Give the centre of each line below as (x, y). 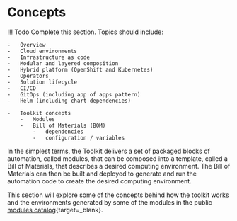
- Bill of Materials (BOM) (63, 125)
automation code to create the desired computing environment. (100, 181)
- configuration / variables (79, 138)
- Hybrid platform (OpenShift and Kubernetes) (80, 69)
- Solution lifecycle (42, 82)
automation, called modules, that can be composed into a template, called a (118, 158)
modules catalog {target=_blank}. (56, 210)
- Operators (28, 76)
